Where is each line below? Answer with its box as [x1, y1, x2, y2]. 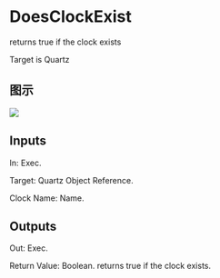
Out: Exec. [9, 243, 48, 253]
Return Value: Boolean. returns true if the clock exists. [9, 261, 212, 272]
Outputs [9, 218, 57, 233]
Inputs [9, 134, 47, 149]
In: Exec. [9, 157, 42, 168]
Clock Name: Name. [9, 193, 85, 204]
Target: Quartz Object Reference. [9, 174, 134, 185]
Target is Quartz [9, 54, 70, 65]
